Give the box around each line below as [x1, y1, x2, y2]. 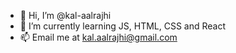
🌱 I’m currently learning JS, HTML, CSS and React [19, 20, 227, 32]
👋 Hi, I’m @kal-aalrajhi [19, 10, 112, 21]
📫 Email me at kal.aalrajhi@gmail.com [19, 31, 178, 43]
